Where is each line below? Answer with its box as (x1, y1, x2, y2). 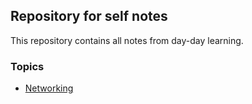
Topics (10, 59, 45, 73)
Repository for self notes (10, 8, 168, 25)
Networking (24, 82, 74, 94)
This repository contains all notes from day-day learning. (10, 34, 244, 46)
